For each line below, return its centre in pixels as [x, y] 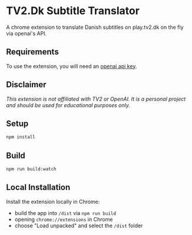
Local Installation [38, 188]
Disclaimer [26, 85]
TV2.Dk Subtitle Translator [73, 11]
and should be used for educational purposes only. [68, 105]
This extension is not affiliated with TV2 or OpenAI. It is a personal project [96, 99]
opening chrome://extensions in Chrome [64, 219]
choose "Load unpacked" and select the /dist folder [79, 226]
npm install [21, 137]
